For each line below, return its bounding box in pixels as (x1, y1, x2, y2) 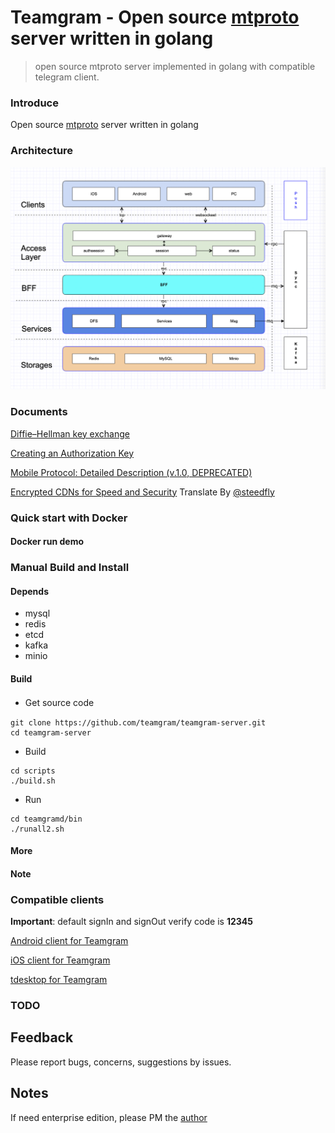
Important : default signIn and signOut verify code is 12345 (10, 916, 253, 927)
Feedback (10, 1029, 74, 1046)
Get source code (24, 696, 95, 708)
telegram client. (34, 71, 100, 83)
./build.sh (10, 776, 56, 786)
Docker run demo (10, 536, 85, 548)
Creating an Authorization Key (10, 447, 135, 459)
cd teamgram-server (10, 727, 92, 738)
